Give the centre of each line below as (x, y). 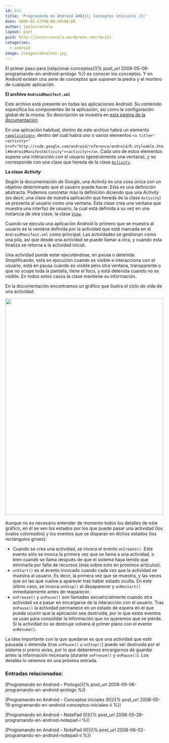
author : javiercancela (29, 27)
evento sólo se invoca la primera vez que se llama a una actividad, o (83, 554)
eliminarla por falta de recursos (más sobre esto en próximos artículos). (87, 565)
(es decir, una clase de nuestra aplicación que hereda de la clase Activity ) (83, 197)
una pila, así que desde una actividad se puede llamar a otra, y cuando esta (84, 239)
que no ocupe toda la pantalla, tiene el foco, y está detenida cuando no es (82, 271)
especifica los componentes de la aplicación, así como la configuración (79, 109)
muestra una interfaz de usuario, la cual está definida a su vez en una (77, 208)
